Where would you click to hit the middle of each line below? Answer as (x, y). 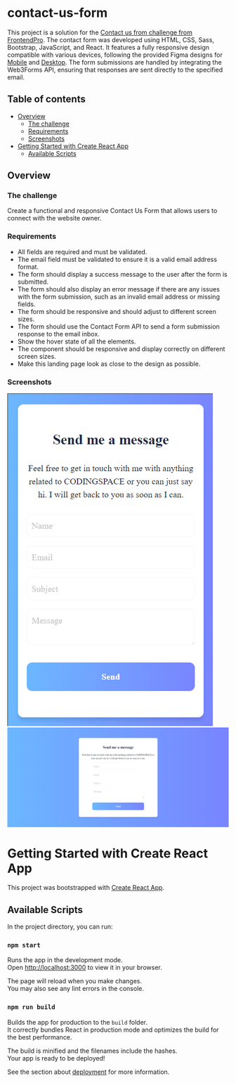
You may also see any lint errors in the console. (76, 989)
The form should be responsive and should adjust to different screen (117, 311)
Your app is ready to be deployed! (56, 1058)
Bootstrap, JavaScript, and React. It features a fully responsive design (108, 47)
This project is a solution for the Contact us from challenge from (100, 32)
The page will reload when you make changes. (75, 981)
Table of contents (46, 99)
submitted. (33, 282)
